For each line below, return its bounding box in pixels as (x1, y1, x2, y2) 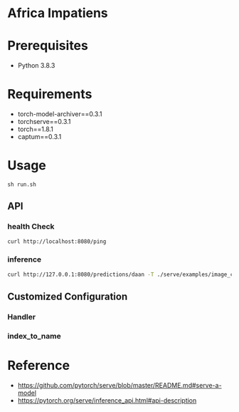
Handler (7, 312, 36, 322)
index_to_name (7, 331, 62, 341)
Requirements (7, 86, 92, 103)
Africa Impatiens (7, 5, 108, 21)
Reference (7, 358, 70, 374)
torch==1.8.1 (17, 125, 53, 133)
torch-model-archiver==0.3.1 (17, 110, 102, 118)
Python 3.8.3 (17, 61, 55, 70)
